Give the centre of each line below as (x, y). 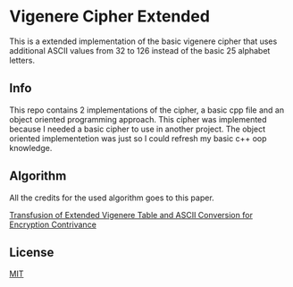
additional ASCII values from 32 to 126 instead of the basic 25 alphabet (140, 50)
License (32, 252)
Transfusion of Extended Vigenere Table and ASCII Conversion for (131, 215)
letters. (22, 60)
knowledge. (31, 148)
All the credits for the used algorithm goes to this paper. (112, 198)
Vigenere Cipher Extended (109, 17)
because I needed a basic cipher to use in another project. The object (138, 129)
